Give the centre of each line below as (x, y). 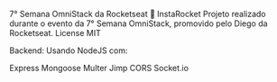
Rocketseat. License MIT (55, 33)
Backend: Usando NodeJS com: (69, 50)
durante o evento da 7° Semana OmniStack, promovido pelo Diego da (138, 23)
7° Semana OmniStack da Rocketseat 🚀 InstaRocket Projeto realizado (138, 14)
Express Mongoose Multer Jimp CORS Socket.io (99, 68)
